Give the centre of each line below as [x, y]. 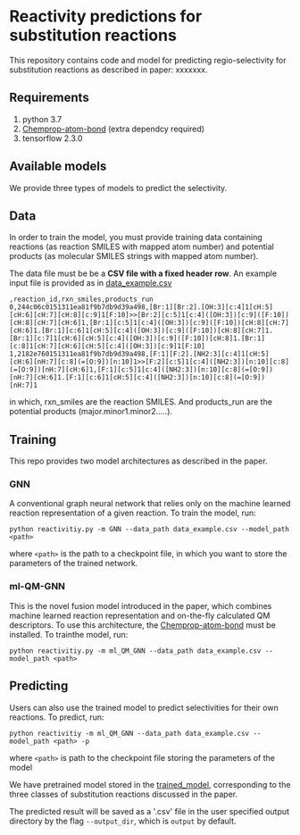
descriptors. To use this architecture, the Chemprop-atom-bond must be [143, 625]
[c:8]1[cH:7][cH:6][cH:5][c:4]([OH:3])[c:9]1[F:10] [107, 347]
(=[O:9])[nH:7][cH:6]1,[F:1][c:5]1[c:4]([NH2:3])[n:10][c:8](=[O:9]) [142, 370]
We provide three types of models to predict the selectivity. [118, 188]
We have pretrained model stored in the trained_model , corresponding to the [150, 784]
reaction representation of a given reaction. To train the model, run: [133, 513]
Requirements [49, 98]
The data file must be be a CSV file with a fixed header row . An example [143, 273]
